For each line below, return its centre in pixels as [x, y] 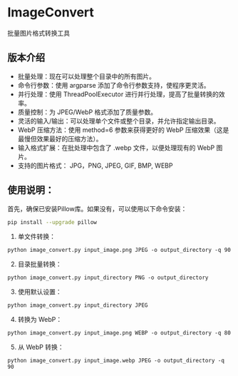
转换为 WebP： [40, 320]
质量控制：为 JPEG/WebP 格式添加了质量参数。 [87, 112]
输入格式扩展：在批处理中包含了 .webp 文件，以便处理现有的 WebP [116, 148]
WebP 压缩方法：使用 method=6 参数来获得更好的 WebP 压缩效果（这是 [123, 130]
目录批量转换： [40, 264]
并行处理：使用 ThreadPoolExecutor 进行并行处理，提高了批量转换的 [118, 94]
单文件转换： [36, 237]
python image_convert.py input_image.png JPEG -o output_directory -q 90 [119, 250]
